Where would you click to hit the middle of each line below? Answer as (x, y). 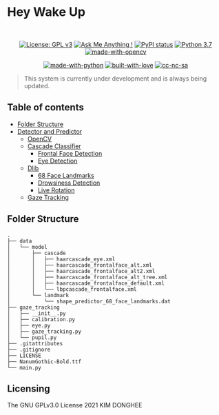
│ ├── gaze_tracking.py (44, 332)
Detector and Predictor (50, 131)
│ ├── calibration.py (41, 319)
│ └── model (28, 247)
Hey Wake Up (46, 12)
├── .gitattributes (35, 343)
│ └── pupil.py (32, 337)
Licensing (29, 388)
